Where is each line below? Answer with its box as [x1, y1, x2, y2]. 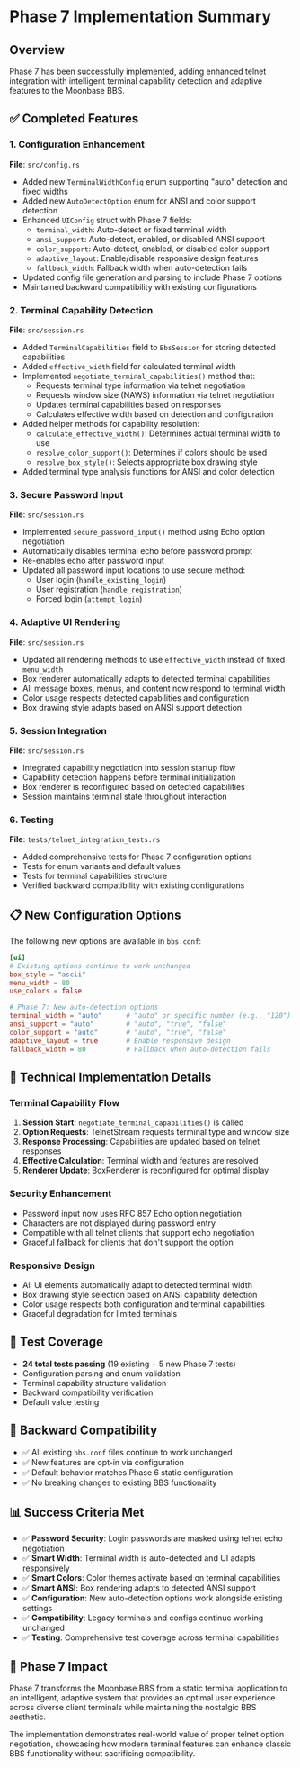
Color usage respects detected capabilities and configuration [22, 692, 250, 703]
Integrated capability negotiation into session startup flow [22, 762, 236, 773]
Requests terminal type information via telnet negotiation [35, 380, 246, 391]
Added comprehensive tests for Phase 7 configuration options [22, 851, 253, 862]
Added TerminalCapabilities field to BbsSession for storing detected [22, 341, 277, 352]
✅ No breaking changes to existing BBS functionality [22, 1477, 217, 1488]
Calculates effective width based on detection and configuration [35, 408, 274, 420]
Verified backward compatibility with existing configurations [22, 880, 245, 891]
